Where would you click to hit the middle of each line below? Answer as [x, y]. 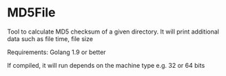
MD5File [32, 13]
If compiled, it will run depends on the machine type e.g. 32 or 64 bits [106, 65]
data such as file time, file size [50, 38]
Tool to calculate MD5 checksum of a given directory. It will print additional [113, 31]
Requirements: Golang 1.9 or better [56, 52]
